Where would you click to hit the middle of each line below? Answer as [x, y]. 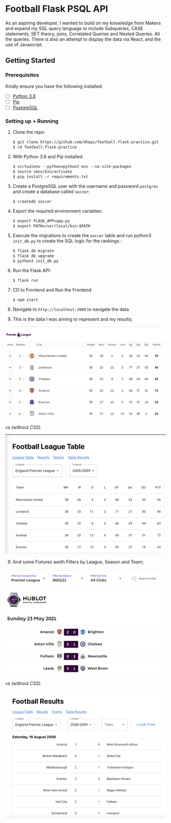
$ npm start [25, 300]
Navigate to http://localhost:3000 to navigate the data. [72, 309]
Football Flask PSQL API [57, 9]
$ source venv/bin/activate [42, 172]
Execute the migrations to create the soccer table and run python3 [82, 236]
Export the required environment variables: [58, 211]
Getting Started [30, 61]
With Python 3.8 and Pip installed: [48, 157]
